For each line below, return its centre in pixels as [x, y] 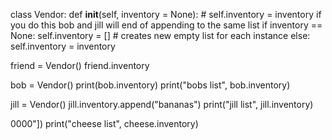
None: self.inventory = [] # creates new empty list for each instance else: [160, 35]
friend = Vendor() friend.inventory [80, 65]
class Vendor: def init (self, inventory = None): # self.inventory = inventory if [166, 14]
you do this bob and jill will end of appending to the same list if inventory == [166, 25]
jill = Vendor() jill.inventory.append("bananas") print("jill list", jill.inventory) [162, 104]
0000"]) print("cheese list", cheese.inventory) [104, 123]
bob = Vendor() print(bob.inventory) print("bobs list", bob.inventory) [150, 85]
